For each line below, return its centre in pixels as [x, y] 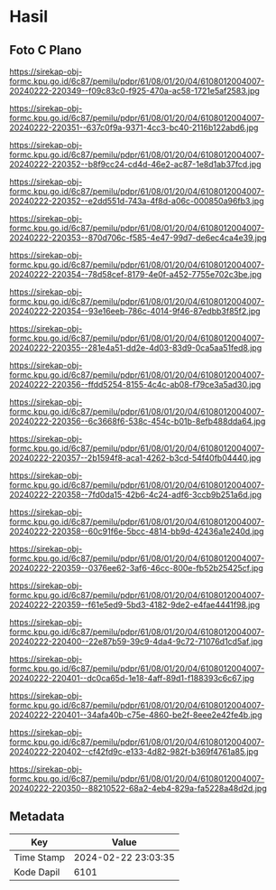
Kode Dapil [37, 872]
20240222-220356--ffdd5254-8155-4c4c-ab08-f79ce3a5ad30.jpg [135, 384]
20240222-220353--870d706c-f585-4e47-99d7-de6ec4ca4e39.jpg [138, 238]
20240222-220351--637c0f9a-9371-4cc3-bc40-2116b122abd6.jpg [134, 127]
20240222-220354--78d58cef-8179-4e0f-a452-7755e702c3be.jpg [136, 274]
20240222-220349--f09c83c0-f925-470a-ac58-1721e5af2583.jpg [134, 91]
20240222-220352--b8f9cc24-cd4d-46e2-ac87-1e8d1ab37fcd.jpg [135, 164]
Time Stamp [40, 857]
